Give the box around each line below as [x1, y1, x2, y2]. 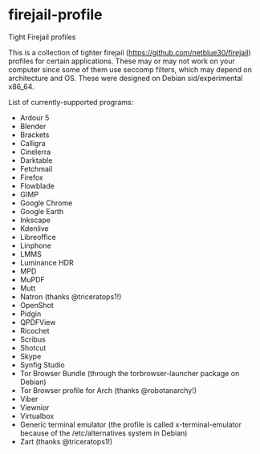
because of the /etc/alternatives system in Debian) [19, 428, 188, 438]
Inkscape [19, 215, 51, 225]
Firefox [19, 172, 44, 182]
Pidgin [19, 309, 42, 318]
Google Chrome [19, 198, 73, 208]
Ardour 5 [19, 112, 50, 122]
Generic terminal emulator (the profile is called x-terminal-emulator [19, 420, 242, 429]
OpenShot [19, 300, 54, 310]
